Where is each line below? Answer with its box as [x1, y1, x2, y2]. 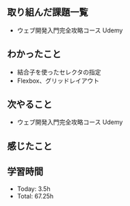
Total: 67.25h [16, 192, 54, 200]
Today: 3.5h [16, 185, 51, 193]
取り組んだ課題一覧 [7, 6, 88, 19]
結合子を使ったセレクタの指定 [16, 68, 101, 76]
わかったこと [7, 48, 62, 60]
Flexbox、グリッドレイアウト [16, 76, 100, 85]
